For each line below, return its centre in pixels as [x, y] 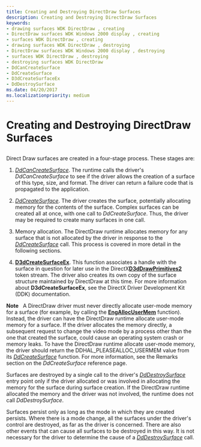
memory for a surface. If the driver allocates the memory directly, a [89, 325]
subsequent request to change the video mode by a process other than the [99, 331]
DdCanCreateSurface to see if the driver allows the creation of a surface [105, 176]
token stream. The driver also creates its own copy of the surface [96, 275]
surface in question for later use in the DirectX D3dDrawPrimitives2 [98, 269]
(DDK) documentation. [43, 294]
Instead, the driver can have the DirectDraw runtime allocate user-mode [95, 319]
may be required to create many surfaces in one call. [80, 220]
